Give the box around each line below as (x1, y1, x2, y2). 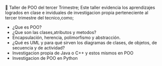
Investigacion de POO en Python (12, 55, 78, 61)
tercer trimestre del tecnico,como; (5, 15, 74, 20)
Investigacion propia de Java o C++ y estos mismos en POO (12, 50, 134, 56)
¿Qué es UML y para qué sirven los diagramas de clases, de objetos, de (12, 40, 158, 46)
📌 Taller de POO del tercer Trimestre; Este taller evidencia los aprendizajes (5, 5, 155, 10)
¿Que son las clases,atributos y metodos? (12, 30, 96, 35)
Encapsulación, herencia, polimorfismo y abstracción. (12, 34, 121, 40)
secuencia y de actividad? (12, 45, 65, 50)
